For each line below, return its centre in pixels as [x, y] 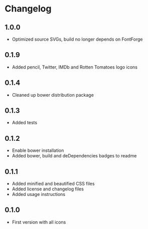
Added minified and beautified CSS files [53, 184]
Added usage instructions [39, 194]
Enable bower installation [38, 150]
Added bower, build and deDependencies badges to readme [74, 156]
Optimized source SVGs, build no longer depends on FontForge [77, 39]
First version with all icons [39, 222]
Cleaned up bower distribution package [53, 95]
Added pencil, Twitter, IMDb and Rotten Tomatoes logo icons [75, 67]
